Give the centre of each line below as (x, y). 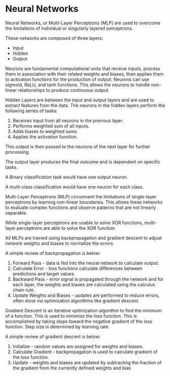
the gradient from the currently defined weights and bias (72, 368)
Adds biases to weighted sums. (45, 131)
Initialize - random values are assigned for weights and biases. (78, 346)
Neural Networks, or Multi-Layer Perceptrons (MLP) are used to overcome (83, 23)
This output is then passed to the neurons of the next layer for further (78, 146)
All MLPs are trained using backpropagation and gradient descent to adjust (84, 238)
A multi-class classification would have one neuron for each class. (75, 187)
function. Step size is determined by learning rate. (58, 327)
